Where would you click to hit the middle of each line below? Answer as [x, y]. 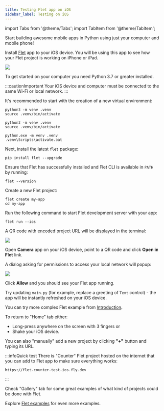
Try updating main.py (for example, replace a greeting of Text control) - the [81, 292]
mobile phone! [20, 43]
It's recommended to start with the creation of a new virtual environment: [79, 101]
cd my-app [15, 204]
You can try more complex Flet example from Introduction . [64, 307]
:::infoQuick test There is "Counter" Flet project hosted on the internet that [80, 356]
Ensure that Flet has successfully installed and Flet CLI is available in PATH [79, 167]
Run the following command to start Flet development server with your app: [81, 213]
